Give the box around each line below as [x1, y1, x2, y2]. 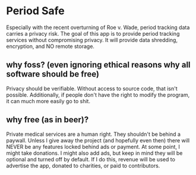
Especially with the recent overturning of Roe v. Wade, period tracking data [6, 24, 190, 31]
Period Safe [6, 4, 65, 18]
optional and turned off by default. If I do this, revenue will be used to [6, 155, 175, 163]
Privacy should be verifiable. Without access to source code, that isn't [6, 85, 178, 92]
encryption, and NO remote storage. [6, 43, 95, 50]
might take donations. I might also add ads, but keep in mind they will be [6, 149, 183, 157]
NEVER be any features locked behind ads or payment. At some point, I [6, 143, 180, 150]
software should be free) [6, 69, 100, 79]
